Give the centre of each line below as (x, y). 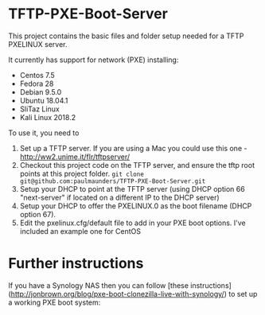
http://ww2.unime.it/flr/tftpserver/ (74, 157)
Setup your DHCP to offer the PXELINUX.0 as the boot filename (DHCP (136, 206)
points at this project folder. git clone (82, 173)
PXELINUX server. (38, 44)
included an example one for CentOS (80, 231)
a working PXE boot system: (55, 302)
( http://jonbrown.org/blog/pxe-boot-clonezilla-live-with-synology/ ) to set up (133, 294)
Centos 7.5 (37, 75)
